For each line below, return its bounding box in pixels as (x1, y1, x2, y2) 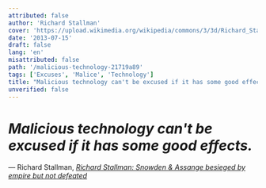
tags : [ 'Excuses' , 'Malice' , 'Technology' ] (8, 71, 154, 79)
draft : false (8, 41, 51, 49)
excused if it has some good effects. (8, 136, 253, 155)
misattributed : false (8, 56, 80, 64)
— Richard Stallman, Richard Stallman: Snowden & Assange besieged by (8, 163, 246, 172)
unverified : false (8, 85, 69, 94)
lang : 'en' (8, 48, 44, 56)
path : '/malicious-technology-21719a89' (8, 63, 144, 71)
